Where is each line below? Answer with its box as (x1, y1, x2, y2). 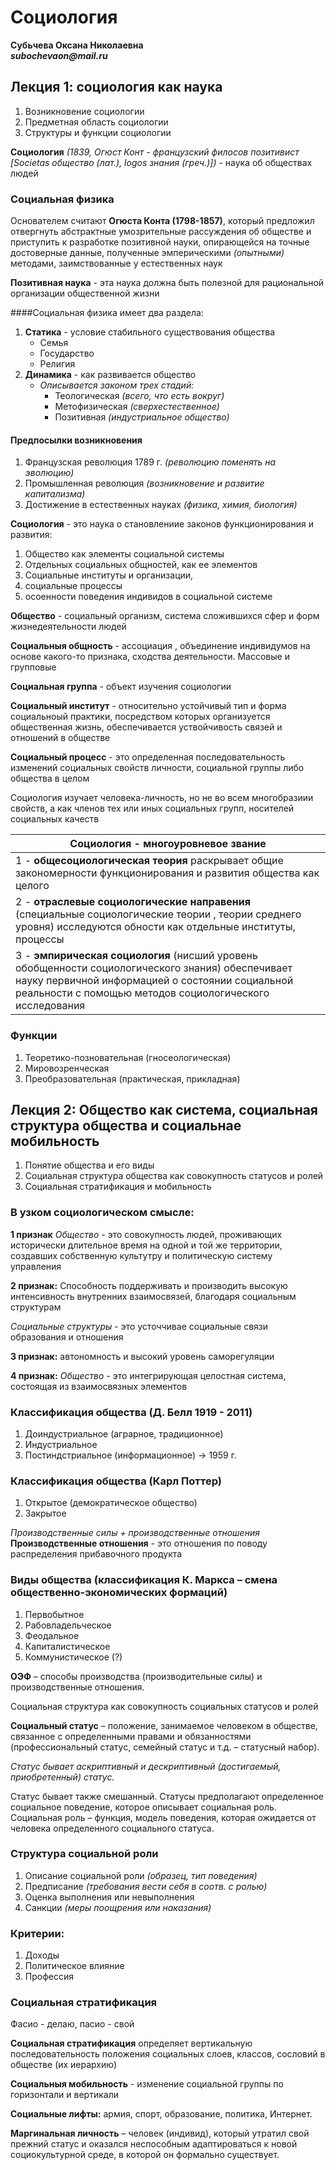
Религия (39, 358, 76, 370)
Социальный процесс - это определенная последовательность (10, 751, 286, 763)
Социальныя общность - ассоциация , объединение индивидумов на (10, 640, 311, 652)
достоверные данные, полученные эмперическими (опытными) (10, 247, 285, 259)
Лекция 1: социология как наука (10, 79, 223, 96)
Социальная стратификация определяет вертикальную (10, 2037, 253, 2050)
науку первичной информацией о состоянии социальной (15, 974, 294, 988)
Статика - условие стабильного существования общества (24, 326, 276, 338)
